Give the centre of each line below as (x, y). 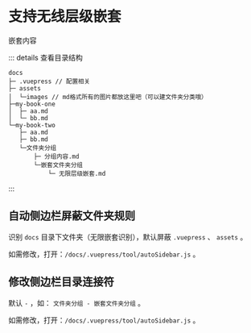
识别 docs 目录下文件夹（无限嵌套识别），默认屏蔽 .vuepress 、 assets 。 (128, 237)
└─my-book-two (32, 125)
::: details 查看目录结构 (45, 57)
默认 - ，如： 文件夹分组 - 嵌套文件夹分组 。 (77, 302)
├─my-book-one (32, 104)
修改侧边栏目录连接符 (61, 282)
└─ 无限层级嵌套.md (77, 173)
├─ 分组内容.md (56, 156)
